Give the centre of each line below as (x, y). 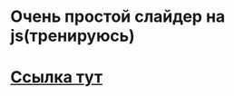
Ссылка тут (57, 77)
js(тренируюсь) (73, 36)
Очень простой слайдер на (118, 17)
